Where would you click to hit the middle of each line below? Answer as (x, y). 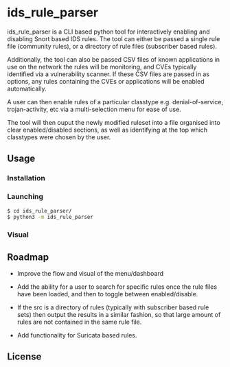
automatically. (27, 88)
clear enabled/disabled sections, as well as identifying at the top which (107, 130)
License (24, 357)
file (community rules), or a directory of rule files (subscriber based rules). (112, 46)
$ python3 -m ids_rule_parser (50, 217)
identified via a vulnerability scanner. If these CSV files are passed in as (108, 74)
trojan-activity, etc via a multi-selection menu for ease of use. (94, 109)
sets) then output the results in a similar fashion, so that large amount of (119, 315)
